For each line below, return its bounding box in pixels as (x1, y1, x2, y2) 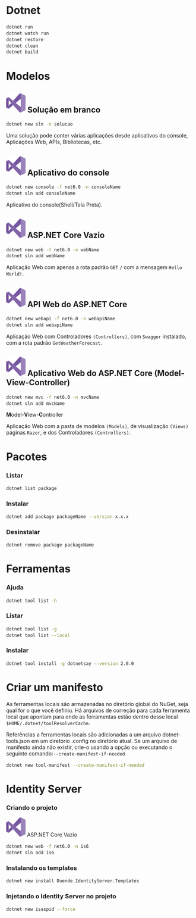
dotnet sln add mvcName (6, 400, 65, 407)
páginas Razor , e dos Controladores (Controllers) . (6, 429, 131, 436)
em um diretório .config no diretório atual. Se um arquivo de (31, 737, 178, 744)
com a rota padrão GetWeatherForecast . (6, 339, 102, 346)
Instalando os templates (6, 864, 77, 872)
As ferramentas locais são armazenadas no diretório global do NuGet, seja (6, 700, 188, 707)
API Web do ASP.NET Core (27, 299, 128, 310)
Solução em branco (27, 105, 101, 115)
